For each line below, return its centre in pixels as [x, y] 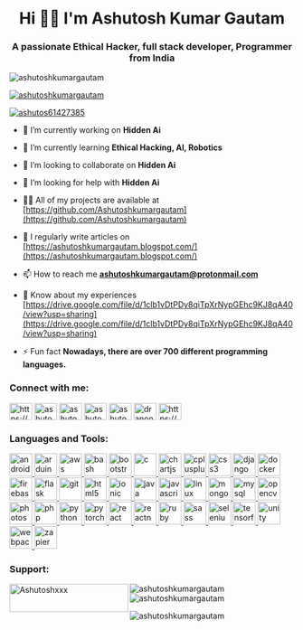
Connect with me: [49, 388]
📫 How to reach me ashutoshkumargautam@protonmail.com [140, 274]
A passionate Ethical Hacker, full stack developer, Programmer [152, 47]
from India [152, 58]
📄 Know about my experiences [80, 295]
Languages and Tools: [59, 438]
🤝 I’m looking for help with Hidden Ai [91, 183]
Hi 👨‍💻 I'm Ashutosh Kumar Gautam [152, 19]
